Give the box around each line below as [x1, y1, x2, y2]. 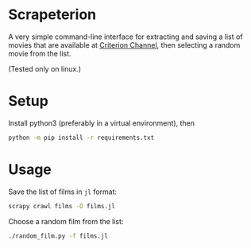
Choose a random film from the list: [8, 216, 124, 226]
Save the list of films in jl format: [8, 187, 118, 196]
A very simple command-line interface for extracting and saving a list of [8, 32, 244, 41]
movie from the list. [8, 48, 71, 58]
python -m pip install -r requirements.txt [8, 134, 155, 141]
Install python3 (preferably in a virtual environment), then [8, 118, 195, 128]
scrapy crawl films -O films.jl [8, 202, 115, 210]
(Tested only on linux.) [8, 64, 82, 73]
